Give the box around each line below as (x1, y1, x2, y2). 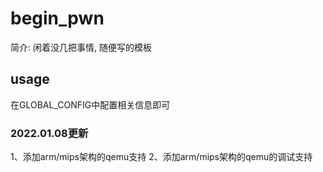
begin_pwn (10, 7, 105, 30)
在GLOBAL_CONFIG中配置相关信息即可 (10, 98, 171, 111)
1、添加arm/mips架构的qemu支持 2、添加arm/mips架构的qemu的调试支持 (10, 151, 313, 163)
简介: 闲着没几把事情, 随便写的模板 (10, 41, 152, 53)
